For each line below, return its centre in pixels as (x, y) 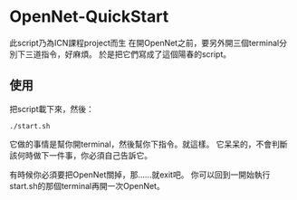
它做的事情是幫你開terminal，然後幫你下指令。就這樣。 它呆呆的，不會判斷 (148, 144)
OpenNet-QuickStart (89, 17)
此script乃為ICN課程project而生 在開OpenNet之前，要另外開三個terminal (144, 43)
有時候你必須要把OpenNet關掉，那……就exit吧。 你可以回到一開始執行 (140, 175)
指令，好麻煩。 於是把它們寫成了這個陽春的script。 (136, 54)
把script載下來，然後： (52, 109)
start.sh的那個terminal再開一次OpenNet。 (87, 186)
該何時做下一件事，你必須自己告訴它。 (81, 155)
